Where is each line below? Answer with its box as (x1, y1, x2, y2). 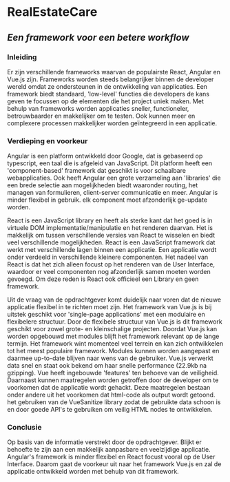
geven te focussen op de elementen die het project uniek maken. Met (7, 97, 205, 105)
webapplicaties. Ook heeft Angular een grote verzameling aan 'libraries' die (7, 174, 222, 182)
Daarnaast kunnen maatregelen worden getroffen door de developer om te (7, 376, 219, 384)
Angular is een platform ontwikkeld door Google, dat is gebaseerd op (7, 152, 203, 160)
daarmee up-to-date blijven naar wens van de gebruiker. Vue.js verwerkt (7, 354, 213, 362)
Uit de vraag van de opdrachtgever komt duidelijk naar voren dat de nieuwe (7, 295, 222, 304)
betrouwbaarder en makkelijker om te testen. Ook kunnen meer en (7, 112, 196, 120)
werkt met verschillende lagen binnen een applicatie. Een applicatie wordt (7, 246, 217, 254)
